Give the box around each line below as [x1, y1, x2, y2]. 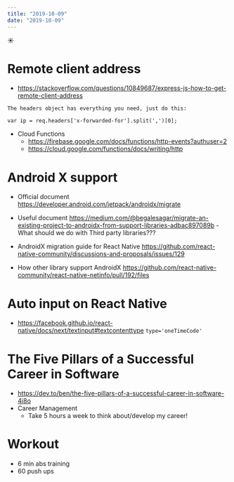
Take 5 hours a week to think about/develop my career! [27, 412, 188, 420]
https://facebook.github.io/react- [17, 319, 113, 327]
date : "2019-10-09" [7, 17, 65, 24]
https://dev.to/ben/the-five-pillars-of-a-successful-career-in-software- [17, 389, 225, 398]
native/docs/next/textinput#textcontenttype [17, 326, 144, 335]
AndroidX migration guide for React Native [17, 242, 141, 250]
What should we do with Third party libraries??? [17, 229, 156, 237]
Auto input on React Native [7, 296, 167, 312]
